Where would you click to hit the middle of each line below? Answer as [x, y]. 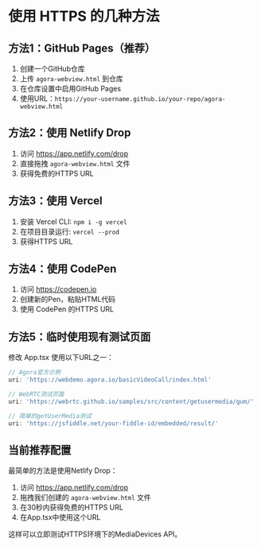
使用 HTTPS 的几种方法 [84, 16]
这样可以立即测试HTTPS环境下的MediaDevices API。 [95, 534]
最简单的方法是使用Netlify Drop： [63, 470]
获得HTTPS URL [46, 241]
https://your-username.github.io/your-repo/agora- [140, 99]
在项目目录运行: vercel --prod [69, 231]
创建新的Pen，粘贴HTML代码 [68, 300]
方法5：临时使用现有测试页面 [80, 337]
